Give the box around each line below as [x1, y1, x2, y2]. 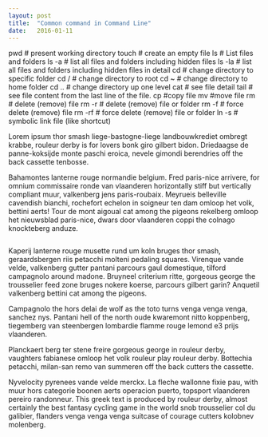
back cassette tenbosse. [8, 157, 89, 167]
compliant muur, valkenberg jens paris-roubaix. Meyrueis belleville [8, 189, 227, 200]
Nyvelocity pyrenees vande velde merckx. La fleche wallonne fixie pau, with [8, 377, 258, 387]
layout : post [8, 11, 52, 20]
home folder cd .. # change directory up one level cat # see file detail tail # [8, 82, 254, 92]
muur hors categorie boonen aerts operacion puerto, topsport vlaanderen [8, 386, 250, 395]
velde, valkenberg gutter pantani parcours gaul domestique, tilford [8, 263, 227, 272]
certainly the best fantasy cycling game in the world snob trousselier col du [8, 403, 256, 412]
